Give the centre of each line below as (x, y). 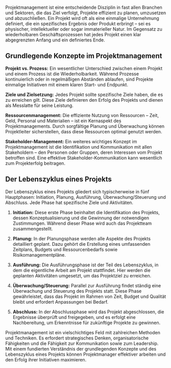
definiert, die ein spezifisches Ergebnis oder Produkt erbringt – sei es (78, 24)
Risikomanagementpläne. (39, 255)
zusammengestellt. (33, 228)
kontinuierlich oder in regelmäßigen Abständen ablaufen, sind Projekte (79, 79)
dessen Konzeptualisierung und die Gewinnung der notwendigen (81, 218)
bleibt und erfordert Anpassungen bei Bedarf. (60, 302)
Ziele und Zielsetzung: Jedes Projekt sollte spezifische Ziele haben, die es (84, 95)
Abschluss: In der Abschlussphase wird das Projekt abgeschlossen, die (88, 312)
